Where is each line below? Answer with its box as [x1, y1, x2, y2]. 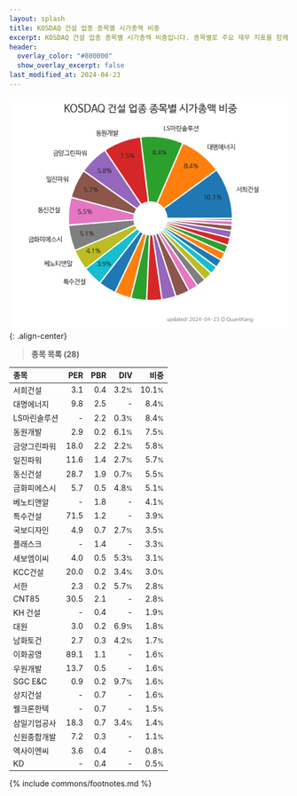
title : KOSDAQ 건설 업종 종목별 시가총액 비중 [9, 23, 160, 33]
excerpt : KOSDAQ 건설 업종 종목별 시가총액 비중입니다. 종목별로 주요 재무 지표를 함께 [9, 33, 289, 42]
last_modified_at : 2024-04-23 [9, 71, 121, 80]
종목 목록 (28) [30, 349, 80, 359]
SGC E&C [12, 675, 48, 687]
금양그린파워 [12, 440, 57, 452]
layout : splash [9, 14, 66, 23]
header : [9, 43, 38, 51]
